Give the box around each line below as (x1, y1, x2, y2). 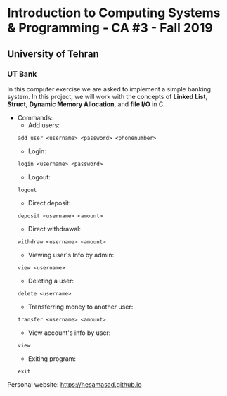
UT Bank (7, 69, 37, 79)
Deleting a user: (27, 276, 74, 285)
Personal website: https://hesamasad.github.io (7, 380, 142, 388)
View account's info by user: (27, 328, 111, 337)
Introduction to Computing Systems (7, 5, 221, 21)
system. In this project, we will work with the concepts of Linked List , (7, 92, 208, 101)
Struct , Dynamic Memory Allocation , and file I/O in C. (7, 100, 165, 108)
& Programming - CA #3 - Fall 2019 (7, 20, 213, 36)
